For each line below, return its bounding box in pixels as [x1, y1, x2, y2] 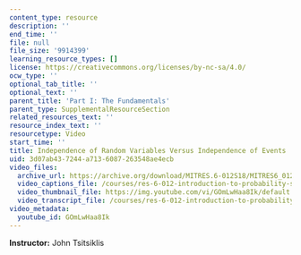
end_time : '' [9, 30, 58, 38]
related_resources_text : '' [9, 113, 115, 122]
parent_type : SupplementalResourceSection [9, 105, 170, 114]
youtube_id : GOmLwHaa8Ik [17, 212, 110, 222]
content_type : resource [9, 13, 99, 22]
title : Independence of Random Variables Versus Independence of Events [9, 146, 287, 155]
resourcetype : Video [9, 130, 87, 139]
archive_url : [17, 171, 66, 180]
